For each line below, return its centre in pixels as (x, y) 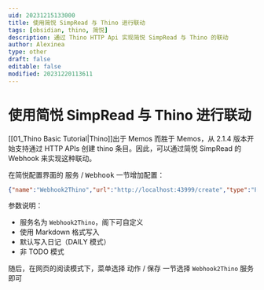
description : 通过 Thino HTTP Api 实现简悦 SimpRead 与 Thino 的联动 (119, 37)
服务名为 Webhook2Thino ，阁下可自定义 (81, 222)
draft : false (29, 60)
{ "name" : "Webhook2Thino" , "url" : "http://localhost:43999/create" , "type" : (130, 189)
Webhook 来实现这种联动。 (52, 158)
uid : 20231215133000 (42, 15)
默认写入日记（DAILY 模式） (65, 242)
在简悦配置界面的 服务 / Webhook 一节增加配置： (86, 174)
